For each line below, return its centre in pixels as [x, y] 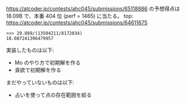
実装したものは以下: [30, 50]
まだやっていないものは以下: [40, 82]
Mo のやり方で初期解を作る [48, 63]
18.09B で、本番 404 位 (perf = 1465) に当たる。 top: [70, 16]
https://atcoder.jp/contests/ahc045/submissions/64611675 [77, 23]
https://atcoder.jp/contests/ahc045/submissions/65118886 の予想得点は [93, 9]
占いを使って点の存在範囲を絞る [53, 95]
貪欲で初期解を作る [38, 70]
